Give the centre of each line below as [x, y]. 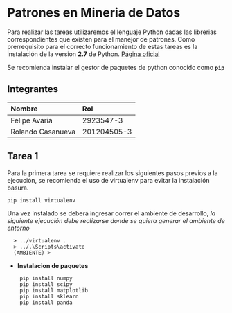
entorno [18, 228]
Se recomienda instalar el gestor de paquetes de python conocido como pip [116, 67]
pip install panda [46, 303]
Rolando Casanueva [43, 132]
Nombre [24, 109]
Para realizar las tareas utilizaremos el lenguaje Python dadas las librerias [112, 32]
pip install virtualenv [42, 200]
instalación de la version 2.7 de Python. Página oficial [83, 54]
